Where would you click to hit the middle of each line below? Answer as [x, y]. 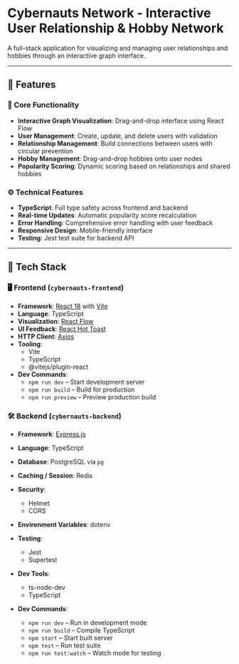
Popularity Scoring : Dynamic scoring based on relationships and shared [124, 166]
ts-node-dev [47, 587]
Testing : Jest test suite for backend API [76, 237]
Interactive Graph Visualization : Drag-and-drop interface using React [121, 121]
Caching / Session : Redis [55, 475]
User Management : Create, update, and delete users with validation [118, 136]
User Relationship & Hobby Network [116, 28]
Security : [32, 489]
